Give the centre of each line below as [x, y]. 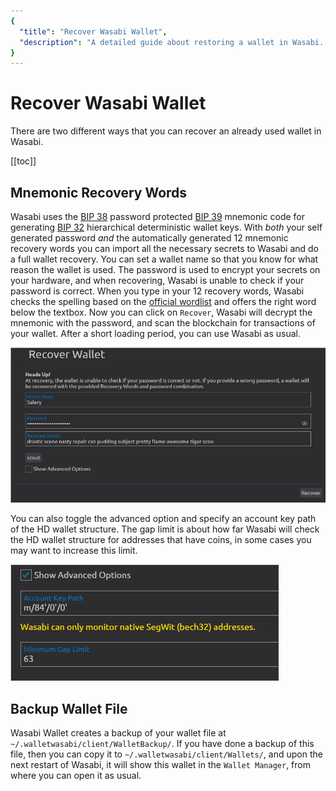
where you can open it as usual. [76, 775]
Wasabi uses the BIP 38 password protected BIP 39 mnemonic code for [158, 216]
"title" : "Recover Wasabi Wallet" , [93, 31]
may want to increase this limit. [74, 551]
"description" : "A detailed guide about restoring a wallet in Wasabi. [172, 42]
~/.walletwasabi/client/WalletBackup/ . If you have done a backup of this [162, 743]
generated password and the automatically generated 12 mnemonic [149, 238]
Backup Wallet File [69, 708]
